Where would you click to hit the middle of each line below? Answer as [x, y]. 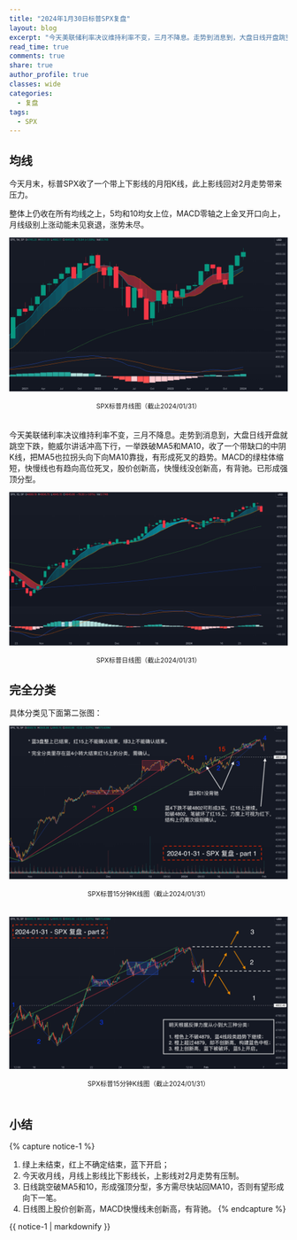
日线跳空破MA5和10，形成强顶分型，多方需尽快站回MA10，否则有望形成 [153, 1187]
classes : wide [35, 84]
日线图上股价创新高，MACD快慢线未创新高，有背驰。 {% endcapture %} [154, 1209]
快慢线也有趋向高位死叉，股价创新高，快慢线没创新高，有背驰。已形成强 [156, 468]
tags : [19, 112]
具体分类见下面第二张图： [56, 713]
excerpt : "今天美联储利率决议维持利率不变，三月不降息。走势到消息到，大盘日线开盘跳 [147, 37]
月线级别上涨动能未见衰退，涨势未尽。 [79, 225]
